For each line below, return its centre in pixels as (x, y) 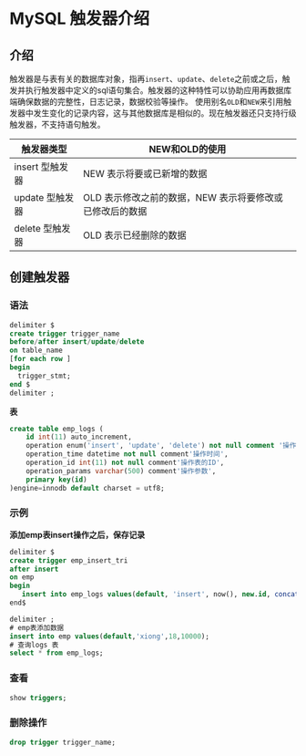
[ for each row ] (40, 359)
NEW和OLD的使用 (188, 149)
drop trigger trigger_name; (63, 742)
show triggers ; (38, 698)
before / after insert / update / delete (77, 342)
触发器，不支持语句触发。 (57, 124)
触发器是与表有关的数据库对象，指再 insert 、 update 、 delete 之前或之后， (146, 79)
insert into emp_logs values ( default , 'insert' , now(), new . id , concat (160, 595)
